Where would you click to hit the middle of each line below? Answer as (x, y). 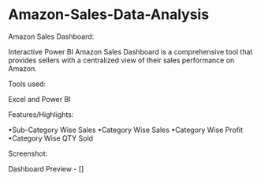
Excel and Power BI (39, 99)
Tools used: (27, 84)
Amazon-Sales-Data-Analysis (109, 15)
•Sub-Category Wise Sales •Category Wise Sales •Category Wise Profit (125, 130)
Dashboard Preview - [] (46, 168)
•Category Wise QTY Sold (50, 138)
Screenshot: (28, 153)
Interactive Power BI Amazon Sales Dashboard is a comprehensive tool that (130, 51)
